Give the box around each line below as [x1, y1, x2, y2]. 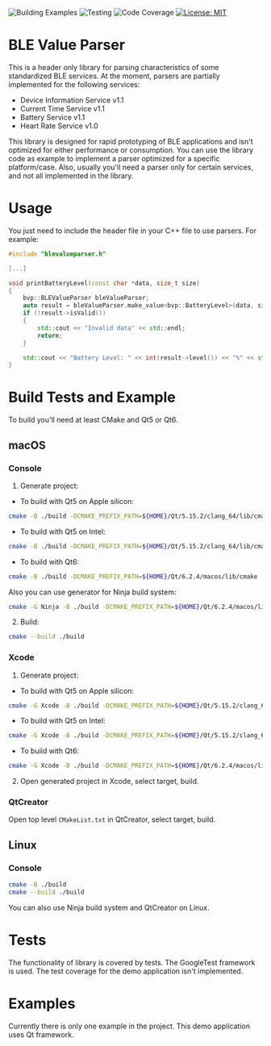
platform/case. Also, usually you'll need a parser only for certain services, [8, 162, 254, 172]
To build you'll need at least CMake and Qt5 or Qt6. [8, 415, 179, 425]
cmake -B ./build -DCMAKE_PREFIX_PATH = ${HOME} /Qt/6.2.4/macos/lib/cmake [8, 573, 258, 581]
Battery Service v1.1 [19, 112, 85, 122]
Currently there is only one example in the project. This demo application [8, 1021, 251, 1031]
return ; [37, 331, 63, 340]
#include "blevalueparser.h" [8, 250, 106, 258]
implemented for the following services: [8, 79, 140, 89]
